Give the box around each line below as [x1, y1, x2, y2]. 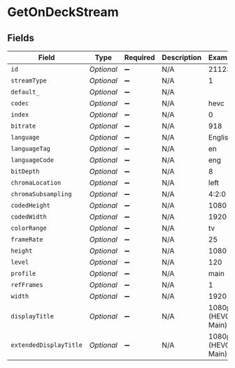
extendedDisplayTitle [10, 341, 83, 349]
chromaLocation [10, 179, 62, 186]
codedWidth [10, 213, 47, 221]
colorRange [10, 224, 47, 232]
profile [10, 270, 36, 277]
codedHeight [10, 202, 51, 209]
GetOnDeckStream [7, 4, 119, 20]
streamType [10, 77, 47, 84]
